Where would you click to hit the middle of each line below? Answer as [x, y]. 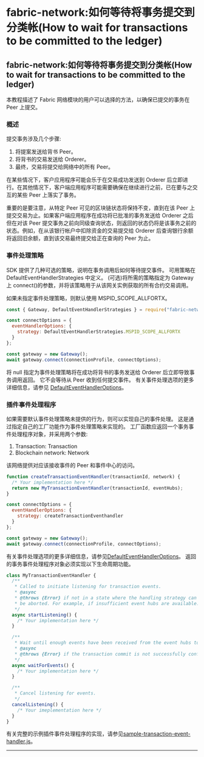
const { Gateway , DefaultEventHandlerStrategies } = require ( [87, 310]
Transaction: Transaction [46, 446]
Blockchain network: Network [52, 453]
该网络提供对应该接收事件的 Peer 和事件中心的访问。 [72, 465]
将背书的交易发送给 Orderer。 [52, 159]
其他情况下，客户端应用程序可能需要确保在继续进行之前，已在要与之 [107, 187]
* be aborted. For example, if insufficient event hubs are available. [107, 603]
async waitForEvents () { [43, 665]
